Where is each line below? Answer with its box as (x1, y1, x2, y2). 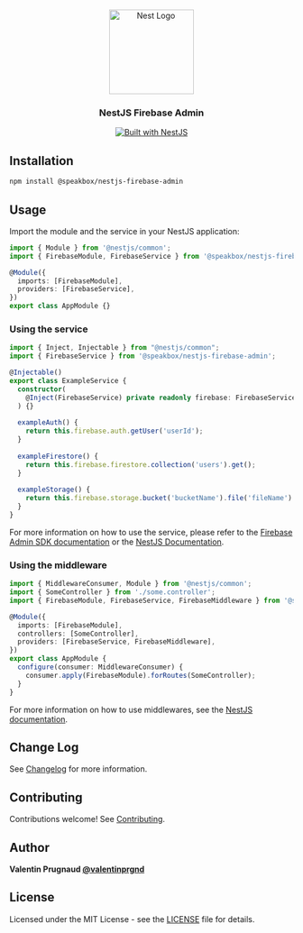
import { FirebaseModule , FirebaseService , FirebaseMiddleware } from (9, 596, 280, 605)
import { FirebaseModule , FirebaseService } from (9, 252, 200, 261)
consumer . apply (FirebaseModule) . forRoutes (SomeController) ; (25, 671, 256, 680)
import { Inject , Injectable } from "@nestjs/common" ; (9, 343, 220, 352)
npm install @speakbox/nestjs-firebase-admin (9, 177, 183, 187)
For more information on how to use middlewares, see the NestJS (9, 704, 253, 715)
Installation (9, 153, 74, 169)
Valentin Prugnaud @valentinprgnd (9, 864, 145, 874)
